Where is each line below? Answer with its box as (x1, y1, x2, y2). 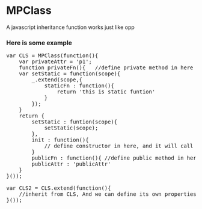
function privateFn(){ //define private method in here (19, 64, 194, 71)
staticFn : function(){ (44, 83, 114, 89)
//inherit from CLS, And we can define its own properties (19, 191, 197, 198)
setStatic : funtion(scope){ (31, 119, 118, 125)
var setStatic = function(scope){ (19, 70, 121, 77)
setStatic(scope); (44, 125, 99, 131)
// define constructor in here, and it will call (44, 143, 194, 149)
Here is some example (6, 39, 72, 47)
